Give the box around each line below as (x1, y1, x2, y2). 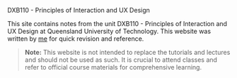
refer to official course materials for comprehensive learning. (24, 63, 202, 71)
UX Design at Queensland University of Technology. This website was (7, 27, 211, 35)
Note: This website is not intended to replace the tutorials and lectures (24, 48, 231, 56)
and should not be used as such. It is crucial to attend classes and (24, 56, 218, 64)
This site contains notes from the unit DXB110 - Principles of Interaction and (7, 20, 228, 27)
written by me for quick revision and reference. (7, 34, 144, 43)
